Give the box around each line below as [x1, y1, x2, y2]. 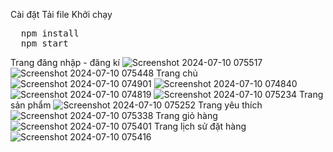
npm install [20, 28, 80, 39]
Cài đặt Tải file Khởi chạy [10, 9, 113, 20]
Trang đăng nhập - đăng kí [10, 57, 120, 68]
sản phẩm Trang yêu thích [10, 99, 263, 111]
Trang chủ [156, 67, 198, 79]
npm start [20, 38, 69, 49]
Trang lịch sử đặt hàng [153, 120, 247, 132]
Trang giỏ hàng [155, 110, 218, 121]
